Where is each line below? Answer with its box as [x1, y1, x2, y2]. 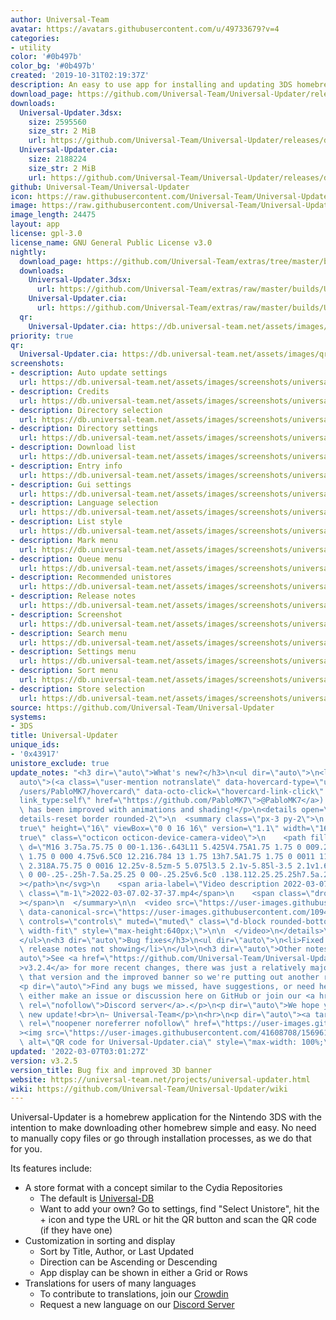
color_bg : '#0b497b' [10, 61, 97, 71]
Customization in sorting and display [24, 1235, 176, 1247]
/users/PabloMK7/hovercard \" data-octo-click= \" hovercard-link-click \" [19, 786, 325, 796]
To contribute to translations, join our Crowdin [39, 1288, 229, 1300]
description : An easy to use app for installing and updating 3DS [10, 80, 293, 90]
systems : [10, 712, 47, 722]
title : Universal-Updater [10, 731, 118, 741]
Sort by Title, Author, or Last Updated [39, 1246, 195, 1258]
